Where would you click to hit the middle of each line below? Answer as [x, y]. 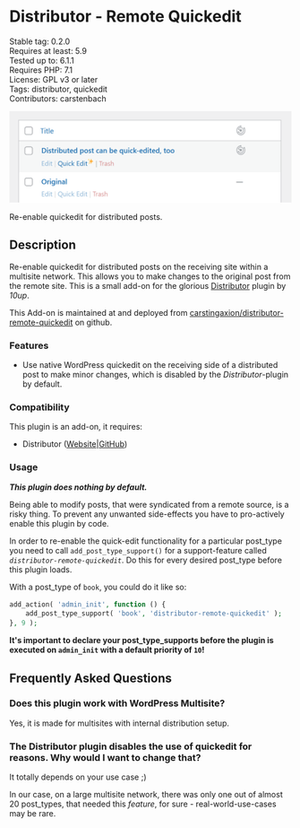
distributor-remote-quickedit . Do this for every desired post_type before [146, 560]
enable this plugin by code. [59, 523]
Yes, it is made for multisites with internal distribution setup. [120, 723]
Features [29, 345]
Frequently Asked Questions [91, 678]
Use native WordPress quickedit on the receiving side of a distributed [150, 364]
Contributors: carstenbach [58, 98]
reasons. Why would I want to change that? [105, 757]
